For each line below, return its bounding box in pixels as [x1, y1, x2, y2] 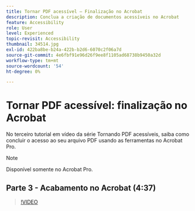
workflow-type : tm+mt [6, 57, 59, 63]
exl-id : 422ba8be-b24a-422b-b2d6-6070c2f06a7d [6, 47, 122, 53]
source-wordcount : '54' [6, 63, 64, 69]
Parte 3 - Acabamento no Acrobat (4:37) [6, 183, 156, 193]
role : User [6, 25, 33, 31]
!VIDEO [20, 199, 38, 205]
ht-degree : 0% [6, 69, 41, 74]
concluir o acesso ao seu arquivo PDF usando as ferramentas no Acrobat [6, 137, 183, 144]
